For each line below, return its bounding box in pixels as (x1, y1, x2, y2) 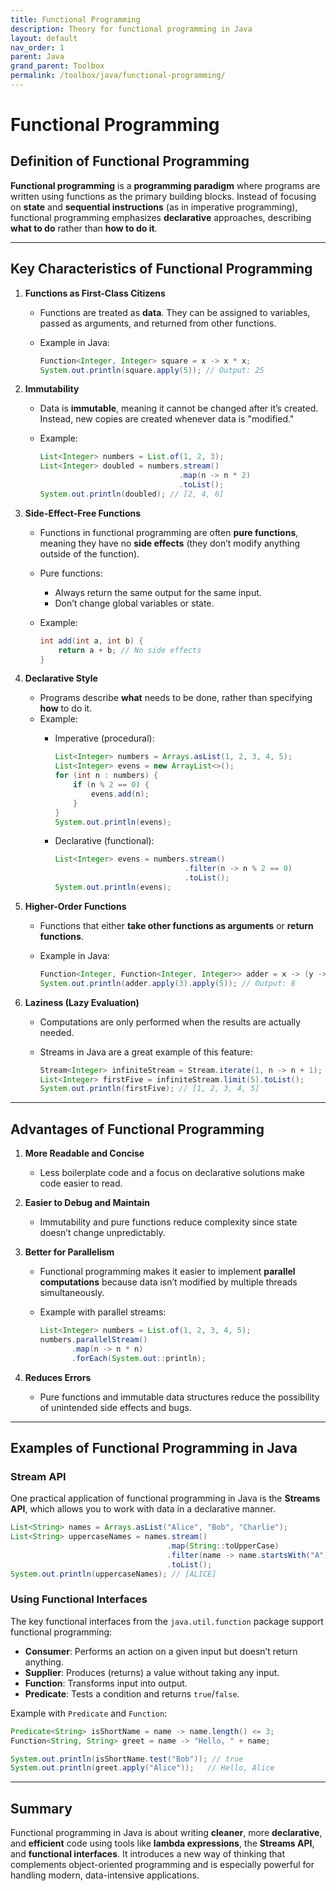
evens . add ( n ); (90, 789, 150, 799)
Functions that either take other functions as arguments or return (39, 919, 314, 931)
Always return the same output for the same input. (54, 586, 262, 598)
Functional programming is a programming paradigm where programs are (10, 179, 321, 191)
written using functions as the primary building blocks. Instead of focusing (10, 190, 317, 202)
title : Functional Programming (10, 14, 141, 25)
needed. (39, 1026, 75, 1038)
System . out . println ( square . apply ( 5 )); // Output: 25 (39, 365, 265, 375)
